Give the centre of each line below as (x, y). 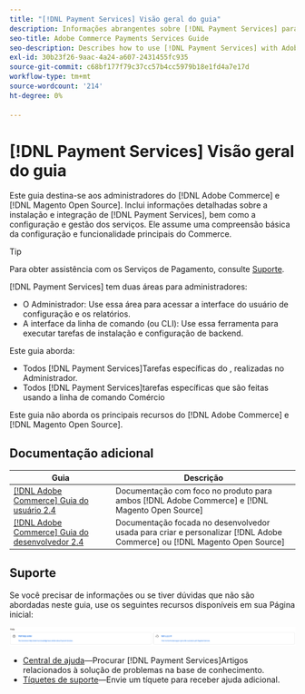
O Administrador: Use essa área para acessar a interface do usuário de (155, 305)
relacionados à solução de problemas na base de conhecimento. (143, 670)
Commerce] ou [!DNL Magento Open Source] (200, 542)
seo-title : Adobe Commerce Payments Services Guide (109, 38)
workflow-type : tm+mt (50, 77)
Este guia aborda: (42, 351)
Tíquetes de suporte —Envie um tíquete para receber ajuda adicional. (151, 679)
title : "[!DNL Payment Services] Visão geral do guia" (115, 19)
